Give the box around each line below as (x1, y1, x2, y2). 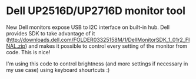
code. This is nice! (6, 48, 51, 55)
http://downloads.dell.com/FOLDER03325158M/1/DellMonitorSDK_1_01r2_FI (8, 36, 190, 43)
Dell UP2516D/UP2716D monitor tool (6, 4, 186, 18)
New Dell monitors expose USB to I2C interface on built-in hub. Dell (6, 24, 170, 31)
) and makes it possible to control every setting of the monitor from (25, 42, 187, 50)
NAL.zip (6, 42, 25, 50)
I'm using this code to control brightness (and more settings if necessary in (6, 60, 188, 67)
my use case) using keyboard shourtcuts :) (6, 66, 110, 73)
